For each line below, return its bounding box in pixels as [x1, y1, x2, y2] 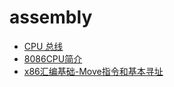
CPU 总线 [23, 40, 64, 52]
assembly [9, 6, 93, 29]
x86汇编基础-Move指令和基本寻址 [23, 65, 164, 77]
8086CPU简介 [23, 52, 83, 65]
